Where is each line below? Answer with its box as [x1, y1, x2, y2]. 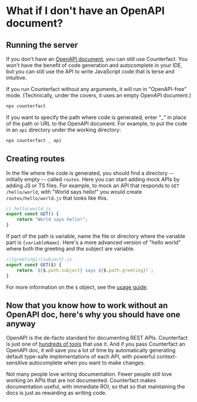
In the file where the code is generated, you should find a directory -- [6, 169, 174, 177]
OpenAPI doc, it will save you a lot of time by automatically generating [6, 347, 176, 354]
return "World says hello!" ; [16, 217, 88, 222]
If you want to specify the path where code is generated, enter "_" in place [6, 113, 187, 121]
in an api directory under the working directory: [6, 126, 122, 133]
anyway [6, 319, 36, 329]
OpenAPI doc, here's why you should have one [6, 309, 181, 319]
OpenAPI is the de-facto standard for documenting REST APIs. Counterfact [6, 335, 188, 342]
